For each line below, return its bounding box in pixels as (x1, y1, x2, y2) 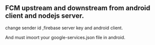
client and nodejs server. (5, 12, 84, 20)
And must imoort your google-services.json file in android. (5, 34, 125, 40)
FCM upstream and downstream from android (5, 4, 150, 12)
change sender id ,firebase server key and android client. (5, 25, 123, 31)
